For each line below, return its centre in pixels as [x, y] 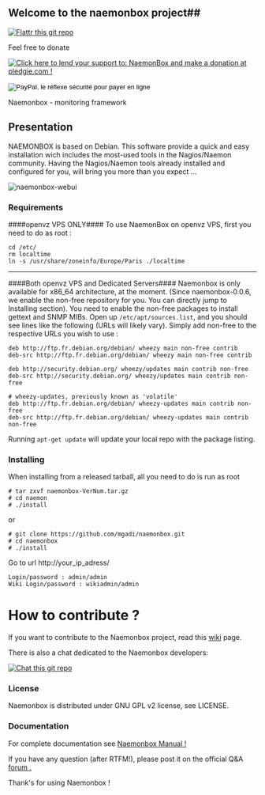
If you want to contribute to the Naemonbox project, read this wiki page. [125, 638]
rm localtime [30, 254]
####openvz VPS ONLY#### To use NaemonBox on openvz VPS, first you [130, 224]
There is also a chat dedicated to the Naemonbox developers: [108, 653]
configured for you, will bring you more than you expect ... [103, 171]
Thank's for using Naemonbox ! [59, 782]
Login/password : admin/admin [58, 577]
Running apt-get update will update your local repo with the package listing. [132, 439]
